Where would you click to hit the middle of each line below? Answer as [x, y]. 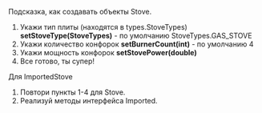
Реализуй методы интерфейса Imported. [89, 101]
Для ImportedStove [41, 77]
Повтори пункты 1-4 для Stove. [73, 92]
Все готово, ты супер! [57, 61]
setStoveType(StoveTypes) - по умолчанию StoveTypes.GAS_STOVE [136, 36]
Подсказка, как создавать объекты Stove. [80, 12]
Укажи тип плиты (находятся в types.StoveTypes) [104, 27]
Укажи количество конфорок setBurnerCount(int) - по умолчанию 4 [137, 44]
